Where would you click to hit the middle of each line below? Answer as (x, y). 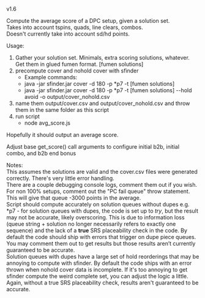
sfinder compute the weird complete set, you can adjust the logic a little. (97, 276)
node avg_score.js (47, 123)
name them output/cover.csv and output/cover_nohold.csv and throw (102, 103)
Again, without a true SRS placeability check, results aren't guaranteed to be (102, 283)
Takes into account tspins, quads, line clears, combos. (75, 27)
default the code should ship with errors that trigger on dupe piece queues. (101, 237)
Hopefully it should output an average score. (62, 135)
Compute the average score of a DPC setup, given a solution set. (88, 21)
